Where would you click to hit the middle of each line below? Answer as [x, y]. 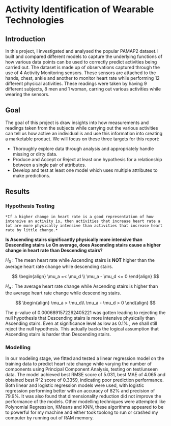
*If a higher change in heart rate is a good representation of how [79, 217]
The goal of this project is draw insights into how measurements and [77, 123]
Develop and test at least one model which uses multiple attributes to [85, 170]
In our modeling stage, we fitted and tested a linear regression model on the [85, 358]
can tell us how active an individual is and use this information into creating [84, 133]
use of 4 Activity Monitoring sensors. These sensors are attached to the [81, 73]
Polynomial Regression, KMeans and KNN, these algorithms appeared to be [84, 407]
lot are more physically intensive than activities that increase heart [84, 225]
